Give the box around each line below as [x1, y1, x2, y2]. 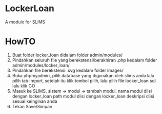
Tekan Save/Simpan [12, 103, 53, 109]
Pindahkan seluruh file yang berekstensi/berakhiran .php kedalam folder [12, 57, 158, 63]
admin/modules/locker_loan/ [12, 62, 70, 68]
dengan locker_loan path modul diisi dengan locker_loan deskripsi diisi [12, 93, 155, 99]
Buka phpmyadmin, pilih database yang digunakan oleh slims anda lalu [12, 72, 155, 78]
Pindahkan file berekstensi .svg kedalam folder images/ [12, 67, 123, 73]
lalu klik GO [12, 83, 35, 89]
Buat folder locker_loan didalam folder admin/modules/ [12, 52, 123, 58]
